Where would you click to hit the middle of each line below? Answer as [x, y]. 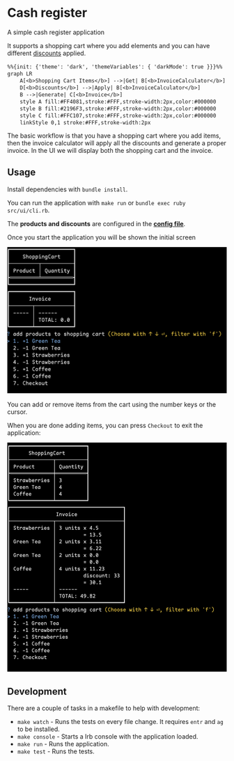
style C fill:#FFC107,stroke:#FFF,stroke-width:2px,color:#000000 [118, 116]
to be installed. [39, 729]
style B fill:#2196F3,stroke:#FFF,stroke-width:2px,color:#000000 [118, 109]
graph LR [20, 74]
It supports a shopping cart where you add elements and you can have [109, 45]
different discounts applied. [47, 53]
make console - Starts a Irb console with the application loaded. [108, 737]
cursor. [17, 412]
